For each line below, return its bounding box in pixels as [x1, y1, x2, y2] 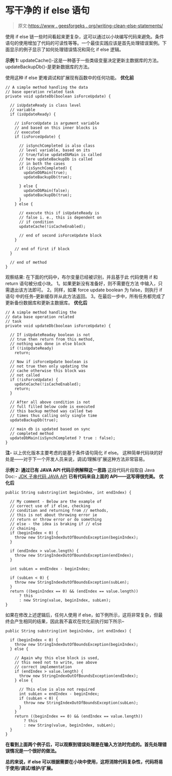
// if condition [18, 219, 54, 225]
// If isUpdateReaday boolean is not [10, 332, 91, 337]
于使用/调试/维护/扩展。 [5, 765, 56, 771]
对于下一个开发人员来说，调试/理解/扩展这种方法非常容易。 [23, 456, 148, 462]
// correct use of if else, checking [10, 503, 91, 508]
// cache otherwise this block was [10, 368, 86, 373]
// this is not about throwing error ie [10, 512, 97, 518]
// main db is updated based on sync [10, 426, 91, 431]
